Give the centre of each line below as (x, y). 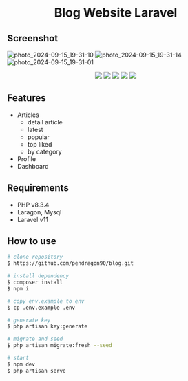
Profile (27, 159)
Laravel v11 (32, 219)
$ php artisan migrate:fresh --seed (60, 346)
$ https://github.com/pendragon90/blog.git (71, 263)
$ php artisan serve (37, 371)
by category (44, 151)
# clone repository (35, 257)
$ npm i (18, 288)
